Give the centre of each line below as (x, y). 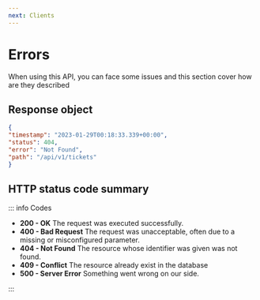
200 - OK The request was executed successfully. (102, 223)
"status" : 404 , (33, 143)
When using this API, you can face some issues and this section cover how (130, 77)
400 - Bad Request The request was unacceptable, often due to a (127, 232)
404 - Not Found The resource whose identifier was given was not (128, 249)
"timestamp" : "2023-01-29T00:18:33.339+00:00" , (88, 135)
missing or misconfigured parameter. (80, 240)
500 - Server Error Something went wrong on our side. (109, 274)
